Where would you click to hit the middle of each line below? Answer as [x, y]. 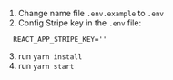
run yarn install [50, 56]
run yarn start [46, 66]
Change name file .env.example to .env [91, 13]
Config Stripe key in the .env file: [80, 23]
